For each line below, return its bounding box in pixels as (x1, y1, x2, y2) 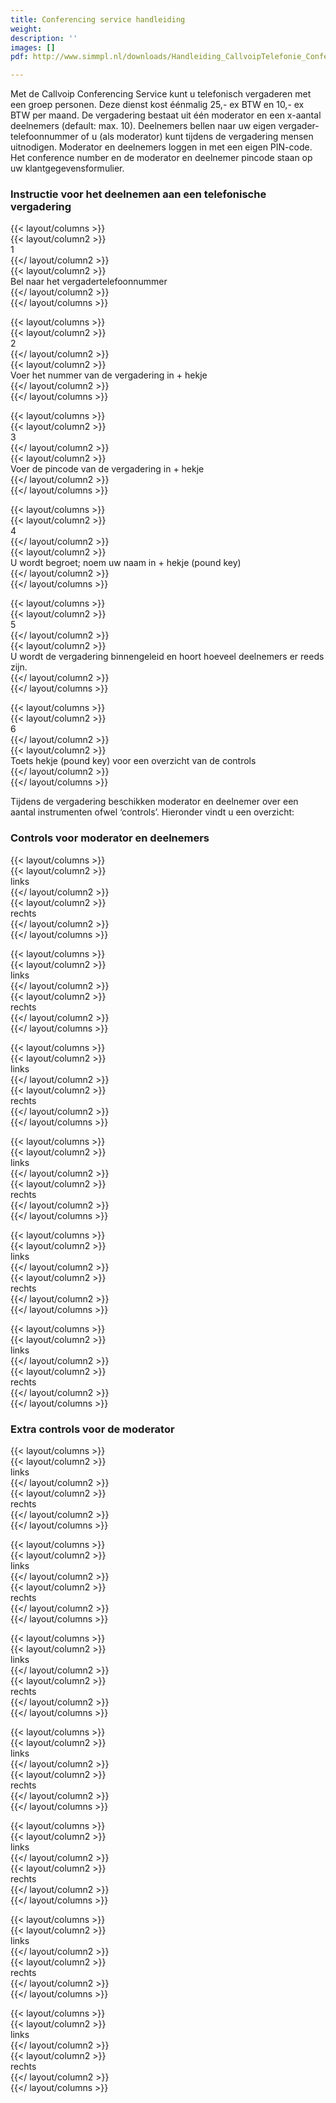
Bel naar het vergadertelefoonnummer (10, 276, 168, 288)
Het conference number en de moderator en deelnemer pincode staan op (10, 152, 313, 164)
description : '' (10, 33, 78, 43)
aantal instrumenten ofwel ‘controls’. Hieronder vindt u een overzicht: (10, 806, 295, 818)
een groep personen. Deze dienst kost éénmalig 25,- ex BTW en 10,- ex (10, 99, 305, 111)
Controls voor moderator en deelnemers (10, 831, 210, 845)
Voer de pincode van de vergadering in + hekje (10, 463, 205, 475)
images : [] (10, 42, 56, 53)
